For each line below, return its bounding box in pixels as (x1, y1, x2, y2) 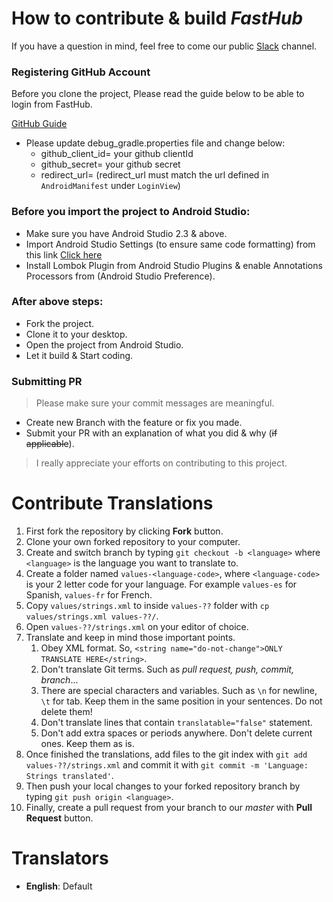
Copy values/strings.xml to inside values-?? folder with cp (25, 600, 270, 612)
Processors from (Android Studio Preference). (25, 270, 216, 282)
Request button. (25, 812, 94, 824)
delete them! (40, 706, 93, 718)
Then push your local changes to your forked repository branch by (25, 780, 301, 792)
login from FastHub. (11, 98, 93, 111)
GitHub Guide (11, 118, 68, 130)
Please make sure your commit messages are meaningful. (35, 397, 275, 409)
